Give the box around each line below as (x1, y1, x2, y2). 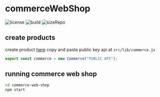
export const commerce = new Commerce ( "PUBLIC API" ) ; (5, 56, 118, 61)
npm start (5, 87, 26, 93)
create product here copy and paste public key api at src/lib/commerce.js (5, 46, 156, 52)
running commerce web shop (5, 70, 97, 78)
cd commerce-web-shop (5, 83, 50, 88)
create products (5, 33, 56, 42)
